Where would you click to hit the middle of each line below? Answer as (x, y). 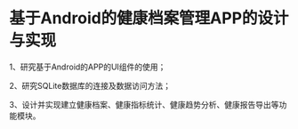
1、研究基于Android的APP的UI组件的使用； (88, 67)
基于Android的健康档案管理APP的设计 (149, 18)
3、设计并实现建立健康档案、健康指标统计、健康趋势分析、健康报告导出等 (144, 104)
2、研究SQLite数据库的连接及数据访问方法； (90, 85)
